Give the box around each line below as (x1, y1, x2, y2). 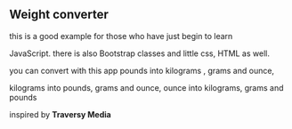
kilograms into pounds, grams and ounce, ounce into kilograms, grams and (9, 82, 284, 93)
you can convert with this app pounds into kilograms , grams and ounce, (9, 65, 274, 76)
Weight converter (9, 7, 109, 22)
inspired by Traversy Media (9, 109, 111, 119)
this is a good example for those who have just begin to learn (9, 30, 233, 41)
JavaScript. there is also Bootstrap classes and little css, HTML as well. (9, 48, 270, 59)
